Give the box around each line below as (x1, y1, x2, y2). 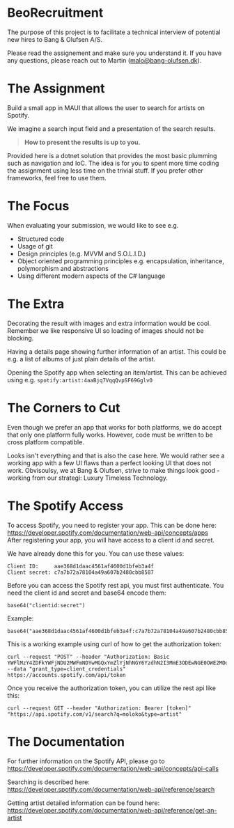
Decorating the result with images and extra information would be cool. (7, 319, 211, 327)
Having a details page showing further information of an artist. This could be (7, 347, 226, 356)
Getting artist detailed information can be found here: (7, 799, 160, 807)
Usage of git (17, 242, 54, 250)
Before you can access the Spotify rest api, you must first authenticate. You (7, 581, 224, 589)
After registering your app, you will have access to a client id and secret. (7, 536, 214, 544)
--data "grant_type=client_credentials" (7, 665, 127, 673)
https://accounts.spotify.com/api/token (7, 671, 127, 678)
